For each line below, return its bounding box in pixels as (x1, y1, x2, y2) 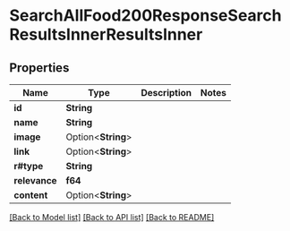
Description (141, 87, 192, 98)
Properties (9, 60, 70, 75)
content (13, 189, 48, 201)
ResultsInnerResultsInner (9, 24, 203, 45)
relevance (13, 175, 57, 186)
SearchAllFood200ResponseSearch (9, 5, 282, 26)
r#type (13, 160, 44, 172)
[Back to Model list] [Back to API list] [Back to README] (9, 212, 215, 222)
